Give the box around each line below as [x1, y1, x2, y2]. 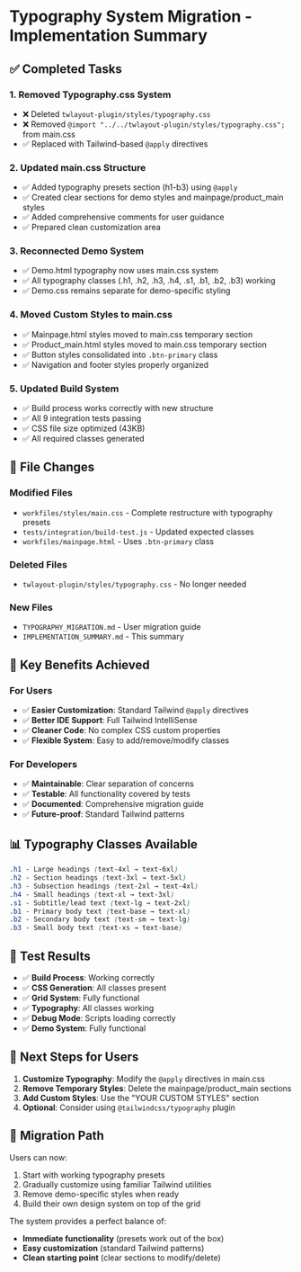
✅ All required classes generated [22, 434, 146, 444]
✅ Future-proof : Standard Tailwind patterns [22, 809, 185, 820]
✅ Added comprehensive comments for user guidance [22, 211, 225, 222]
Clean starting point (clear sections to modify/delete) [22, 1252, 222, 1263]
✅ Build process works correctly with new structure [22, 403, 214, 414]
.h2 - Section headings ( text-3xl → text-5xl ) [9, 873, 187, 882]
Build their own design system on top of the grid [22, 1198, 201, 1209]
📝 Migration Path [9, 1128, 105, 1143]
